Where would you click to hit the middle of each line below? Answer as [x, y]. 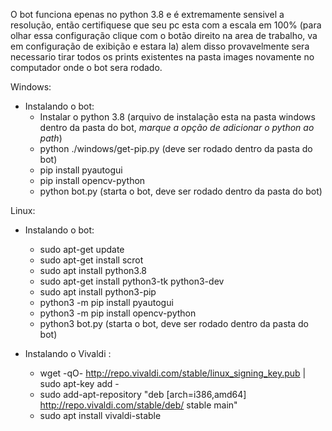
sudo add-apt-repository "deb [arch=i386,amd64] [143, 394]
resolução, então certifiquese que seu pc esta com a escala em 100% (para [166, 25]
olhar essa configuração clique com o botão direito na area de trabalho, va [164, 35]
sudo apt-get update [82, 249]
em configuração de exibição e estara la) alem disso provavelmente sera [160, 46]
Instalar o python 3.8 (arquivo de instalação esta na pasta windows [177, 117]
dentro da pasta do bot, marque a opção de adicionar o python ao [177, 127]
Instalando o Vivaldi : [68, 353]
